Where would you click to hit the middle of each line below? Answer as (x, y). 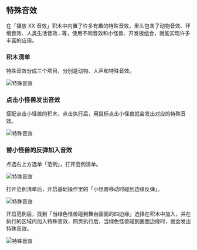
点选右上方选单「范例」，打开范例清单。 (54, 164)
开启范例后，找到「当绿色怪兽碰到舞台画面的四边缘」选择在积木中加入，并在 (98, 214)
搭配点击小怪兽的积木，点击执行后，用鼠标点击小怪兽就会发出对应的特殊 (93, 114)
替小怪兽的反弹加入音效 (39, 150)
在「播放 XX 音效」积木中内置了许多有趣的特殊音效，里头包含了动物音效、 (96, 26)
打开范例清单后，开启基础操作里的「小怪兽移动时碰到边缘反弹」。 (84, 189)
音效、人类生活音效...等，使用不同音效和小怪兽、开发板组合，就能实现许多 (101, 33)
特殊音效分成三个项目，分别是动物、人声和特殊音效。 (70, 71)
